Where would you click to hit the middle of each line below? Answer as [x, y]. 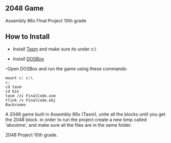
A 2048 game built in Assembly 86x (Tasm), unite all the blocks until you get [86, 114]
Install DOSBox [28, 59]
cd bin [12, 91]
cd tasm [14, 87]
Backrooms [16, 105]
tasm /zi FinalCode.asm [31, 96]
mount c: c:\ [19, 78]
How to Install [28, 37]
